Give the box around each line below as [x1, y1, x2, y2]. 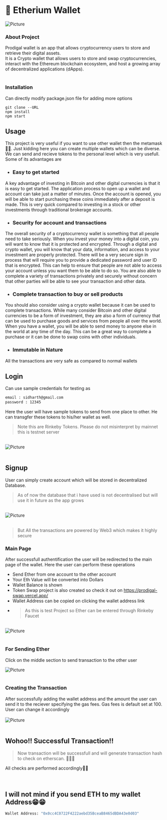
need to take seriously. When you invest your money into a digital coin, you [5, 236, 160, 242]
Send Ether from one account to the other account [12, 571, 116, 577]
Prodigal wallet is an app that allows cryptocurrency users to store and [5, 45, 151, 51]
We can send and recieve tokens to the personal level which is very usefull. [5, 151, 160, 157]
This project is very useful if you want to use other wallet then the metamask [5, 140, 163, 146]
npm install [5, 109, 30, 114]
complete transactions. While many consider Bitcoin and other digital [5, 307, 147, 314]
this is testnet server [17, 429, 60, 435]
